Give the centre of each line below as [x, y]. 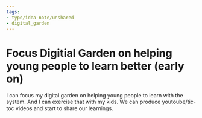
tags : [13, 12]
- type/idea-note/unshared [40, 18]
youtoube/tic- [179, 102]
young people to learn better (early [96, 66]
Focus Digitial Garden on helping [90, 53]
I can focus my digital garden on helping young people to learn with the [95, 96]
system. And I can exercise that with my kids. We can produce [84, 102]
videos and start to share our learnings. [64, 108]
